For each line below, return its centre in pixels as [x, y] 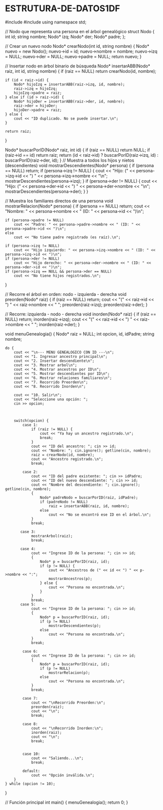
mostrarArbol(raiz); [52, 536]
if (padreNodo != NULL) [64, 502]
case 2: [30, 472]
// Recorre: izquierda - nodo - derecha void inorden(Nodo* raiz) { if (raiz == [81, 314]
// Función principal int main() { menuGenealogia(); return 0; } [67, 802]
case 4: [28, 549]
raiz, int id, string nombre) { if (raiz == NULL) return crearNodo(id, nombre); [81, 71]
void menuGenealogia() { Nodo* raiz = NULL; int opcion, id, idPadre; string [80, 334]
